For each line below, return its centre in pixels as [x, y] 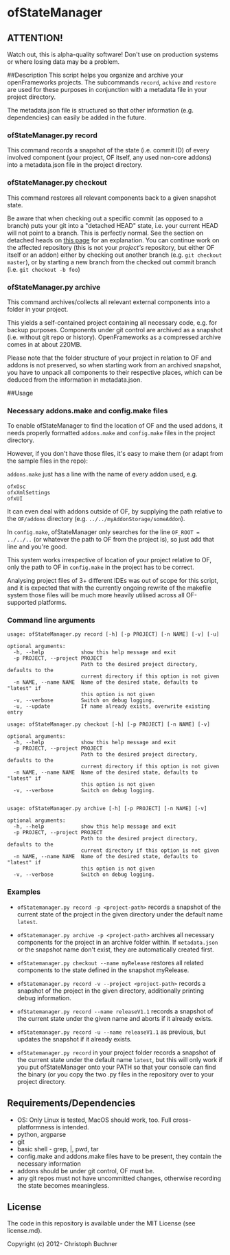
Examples [24, 892]
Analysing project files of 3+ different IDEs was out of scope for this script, [113, 581]
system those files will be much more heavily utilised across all [96, 595]
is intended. [72, 1127]
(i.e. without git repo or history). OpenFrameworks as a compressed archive [114, 337]
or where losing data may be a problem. [64, 62]
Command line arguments [51, 621]
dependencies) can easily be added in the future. [77, 117]
